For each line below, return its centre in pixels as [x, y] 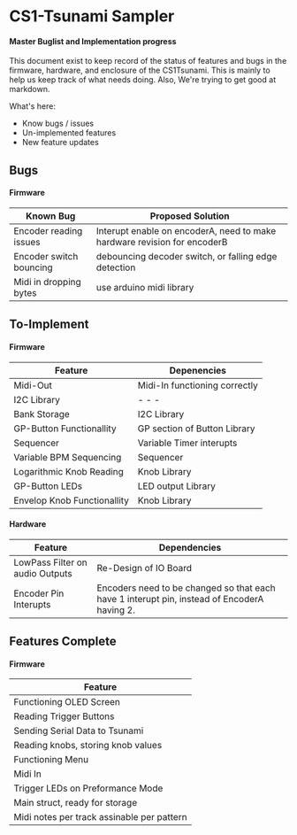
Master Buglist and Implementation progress [93, 41]
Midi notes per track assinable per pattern [100, 817]
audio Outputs [43, 573]
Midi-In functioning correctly [198, 385]
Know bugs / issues [58, 124]
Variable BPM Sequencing [68, 457]
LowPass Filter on [51, 562]
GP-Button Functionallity [65, 429]
